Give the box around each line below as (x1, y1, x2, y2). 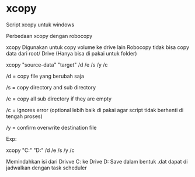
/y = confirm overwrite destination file (6, 124, 97, 131)
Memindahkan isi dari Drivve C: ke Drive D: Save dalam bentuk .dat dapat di (6, 158, 188, 165)
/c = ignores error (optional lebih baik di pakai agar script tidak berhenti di (6, 106, 184, 113)
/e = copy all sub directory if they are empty (6, 95, 112, 102)
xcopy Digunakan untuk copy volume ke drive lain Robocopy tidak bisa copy (6, 43, 190, 51)
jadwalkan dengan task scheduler (6, 164, 87, 171)
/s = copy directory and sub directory (6, 84, 96, 91)
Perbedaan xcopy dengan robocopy (6, 32, 93, 39)
